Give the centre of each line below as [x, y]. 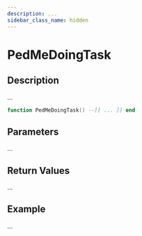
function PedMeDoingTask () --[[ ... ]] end [71, 110]
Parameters [33, 132]
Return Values [39, 171]
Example [26, 209]
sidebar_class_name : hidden [48, 20]
